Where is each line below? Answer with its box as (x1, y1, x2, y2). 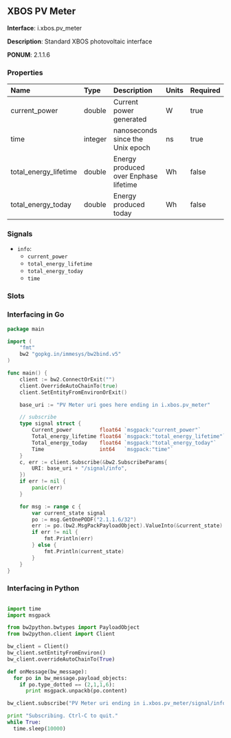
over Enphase (113, 172, 158, 181)
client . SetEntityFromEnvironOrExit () (19, 389, 128, 396)
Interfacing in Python (7, 584, 80, 593)
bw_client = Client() (7, 643, 69, 650)
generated (113, 114, 147, 124)
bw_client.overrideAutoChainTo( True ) (7, 655, 115, 663)
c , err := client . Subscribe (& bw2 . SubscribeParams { (19, 459, 168, 466)
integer (83, 134, 107, 144)
